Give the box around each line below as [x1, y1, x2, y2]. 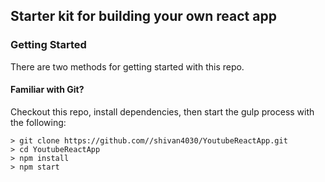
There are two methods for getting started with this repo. [10, 60, 245, 73]
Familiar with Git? [10, 84, 85, 96]
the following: [10, 116, 67, 128]
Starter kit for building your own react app [10, 8, 277, 25]
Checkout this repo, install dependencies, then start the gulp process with [10, 105, 315, 118]
